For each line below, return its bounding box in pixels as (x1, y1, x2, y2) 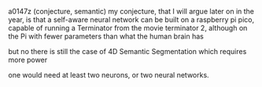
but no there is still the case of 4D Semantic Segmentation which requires (8, 47, 247, 56)
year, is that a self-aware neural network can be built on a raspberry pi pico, (8, 15, 254, 24)
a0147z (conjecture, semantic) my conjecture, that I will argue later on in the (8, 7, 254, 16)
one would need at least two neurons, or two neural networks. (8, 71, 210, 79)
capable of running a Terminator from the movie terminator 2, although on (8, 24, 248, 32)
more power (8, 55, 48, 64)
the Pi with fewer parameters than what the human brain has (8, 31, 205, 41)
